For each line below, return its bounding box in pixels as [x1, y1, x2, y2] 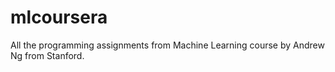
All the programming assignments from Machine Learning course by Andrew [10, 39, 325, 51]
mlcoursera [10, 6, 108, 29]
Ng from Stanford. [10, 49, 85, 61]
